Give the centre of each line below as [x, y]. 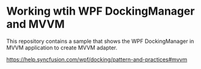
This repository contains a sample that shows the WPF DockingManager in [100, 41]
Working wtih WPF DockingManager [100, 11]
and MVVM [36, 24]
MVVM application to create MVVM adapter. [62, 48]
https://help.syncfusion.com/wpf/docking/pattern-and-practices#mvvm [97, 59]
